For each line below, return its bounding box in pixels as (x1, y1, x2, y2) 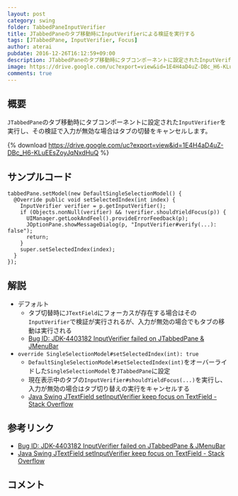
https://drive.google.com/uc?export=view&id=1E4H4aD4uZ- (48, 141, 224, 150)
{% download (7, 141, 47, 150)
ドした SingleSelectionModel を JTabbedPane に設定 (28, 366, 171, 375)
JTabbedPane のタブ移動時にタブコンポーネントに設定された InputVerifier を (7, 118, 227, 126)
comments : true (7, 70, 52, 77)
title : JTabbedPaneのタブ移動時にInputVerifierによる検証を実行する (7, 30, 195, 38)
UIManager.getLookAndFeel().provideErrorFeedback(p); (25, 215, 189, 222)
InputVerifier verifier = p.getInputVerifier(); (20, 203, 166, 210)
